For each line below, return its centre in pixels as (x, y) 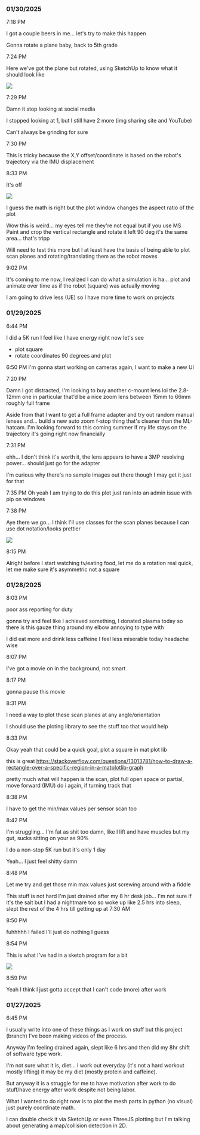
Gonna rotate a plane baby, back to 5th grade (62, 45)
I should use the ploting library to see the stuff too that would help (87, 726)
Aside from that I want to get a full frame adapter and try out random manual (100, 414)
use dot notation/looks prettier (44, 529)
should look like (25, 75)
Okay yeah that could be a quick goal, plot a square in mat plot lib (87, 749)
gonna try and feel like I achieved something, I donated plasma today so (95, 621)
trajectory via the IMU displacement (50, 162)
